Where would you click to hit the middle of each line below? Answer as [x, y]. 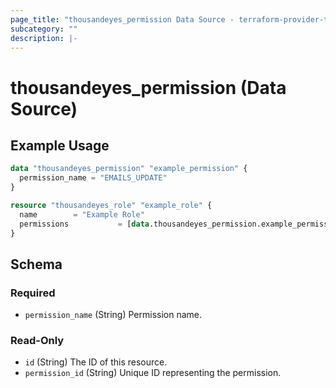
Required [33, 293]
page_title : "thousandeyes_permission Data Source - [122, 19]
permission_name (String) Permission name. [113, 315]
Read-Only [37, 341]
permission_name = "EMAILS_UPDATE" [93, 178]
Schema [36, 264]
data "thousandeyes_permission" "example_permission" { [129, 169]
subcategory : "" [44, 29]
